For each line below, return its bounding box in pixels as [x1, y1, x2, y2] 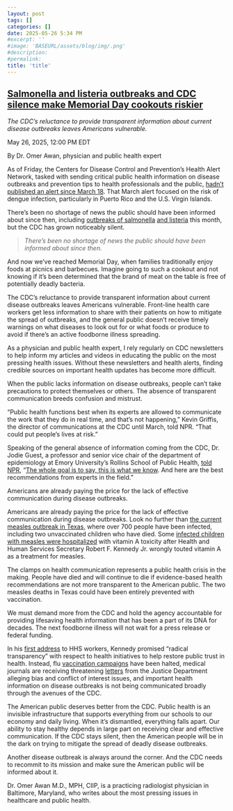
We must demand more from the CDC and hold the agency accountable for [7, 609, 223, 617]
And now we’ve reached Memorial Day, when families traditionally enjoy [7, 257, 214, 266]
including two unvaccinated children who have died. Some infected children [7, 530, 225, 538]
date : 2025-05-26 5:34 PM [7, 29, 82, 37]
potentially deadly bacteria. [7, 280, 86, 288]
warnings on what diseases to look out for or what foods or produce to [7, 323, 210, 331]
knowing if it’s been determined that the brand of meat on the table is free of [7, 273, 226, 281]
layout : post [7, 10, 45, 17]
